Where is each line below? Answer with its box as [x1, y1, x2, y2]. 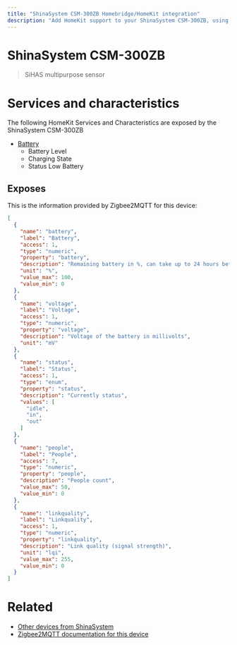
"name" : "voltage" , [20, 300, 78, 307]
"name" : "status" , [20, 359, 74, 367]
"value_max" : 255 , [20, 555, 74, 563]
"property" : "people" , [20, 470, 87, 478]
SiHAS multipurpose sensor [24, 70, 105, 79]
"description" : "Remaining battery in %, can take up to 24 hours [20, 261, 219, 268]
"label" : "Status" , [20, 366, 78, 373]
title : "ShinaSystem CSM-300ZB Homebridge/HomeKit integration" [7, 10, 200, 18]
